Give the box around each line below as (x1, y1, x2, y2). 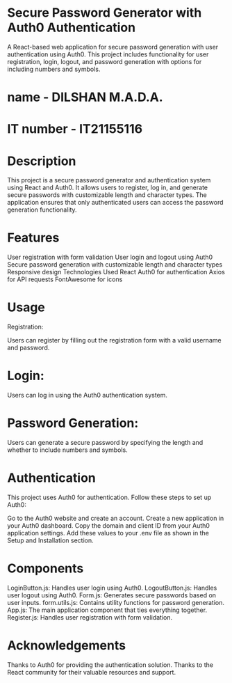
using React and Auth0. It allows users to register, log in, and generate (7, 183, 208, 192)
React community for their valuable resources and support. (7, 668, 176, 676)
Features (7, 230, 60, 246)
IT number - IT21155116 (7, 121, 143, 137)
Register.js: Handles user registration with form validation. (7, 613, 173, 621)
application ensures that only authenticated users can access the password (7, 198, 224, 207)
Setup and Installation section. (7, 536, 94, 544)
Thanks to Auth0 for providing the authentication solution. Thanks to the (7, 660, 214, 669)
